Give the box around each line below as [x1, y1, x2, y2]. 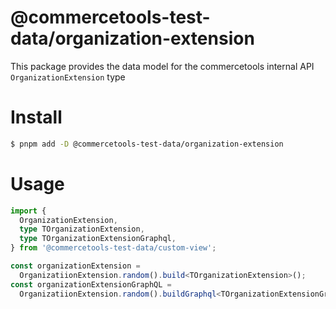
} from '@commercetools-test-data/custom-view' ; [10, 243, 217, 253]
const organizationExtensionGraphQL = [10, 279, 172, 290]
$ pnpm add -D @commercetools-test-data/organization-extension [10, 139, 284, 149]
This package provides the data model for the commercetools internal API [10, 60, 315, 72]
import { [10, 206, 47, 216]
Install [10, 106, 63, 129]
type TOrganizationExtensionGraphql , [19, 234, 177, 244]
